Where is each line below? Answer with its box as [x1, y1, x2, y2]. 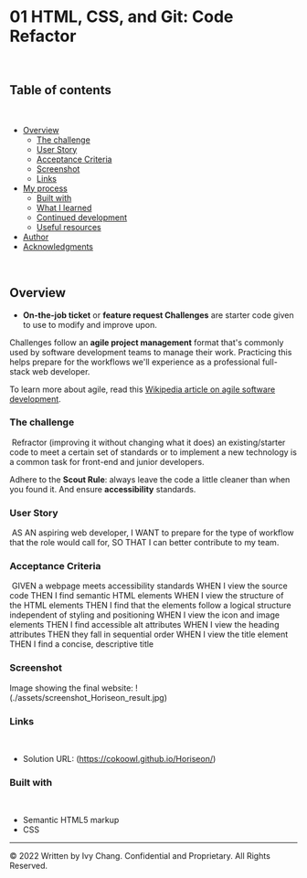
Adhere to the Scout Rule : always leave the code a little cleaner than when [9, 473, 291, 485]
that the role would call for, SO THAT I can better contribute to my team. [9, 537, 280, 548]
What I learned [36, 202, 92, 213]
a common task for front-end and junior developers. [9, 456, 205, 467]
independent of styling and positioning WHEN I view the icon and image [9, 609, 281, 620]
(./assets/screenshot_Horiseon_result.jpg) [9, 692, 167, 703]
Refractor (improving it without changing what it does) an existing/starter [11, 437, 286, 448]
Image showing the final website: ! [9, 682, 139, 693]
